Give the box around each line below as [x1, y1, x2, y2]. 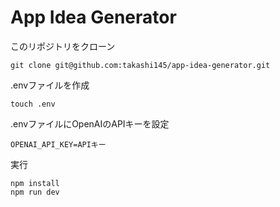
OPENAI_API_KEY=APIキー [10, 139, 107, 150]
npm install [10, 178, 60, 188]
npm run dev [10, 187, 60, 197]
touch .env [10, 99, 56, 109]
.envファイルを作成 [10, 79, 90, 91]
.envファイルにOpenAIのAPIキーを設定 [10, 117, 170, 130]
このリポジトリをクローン [10, 40, 116, 52]
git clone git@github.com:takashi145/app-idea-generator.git [10, 60, 271, 70]
